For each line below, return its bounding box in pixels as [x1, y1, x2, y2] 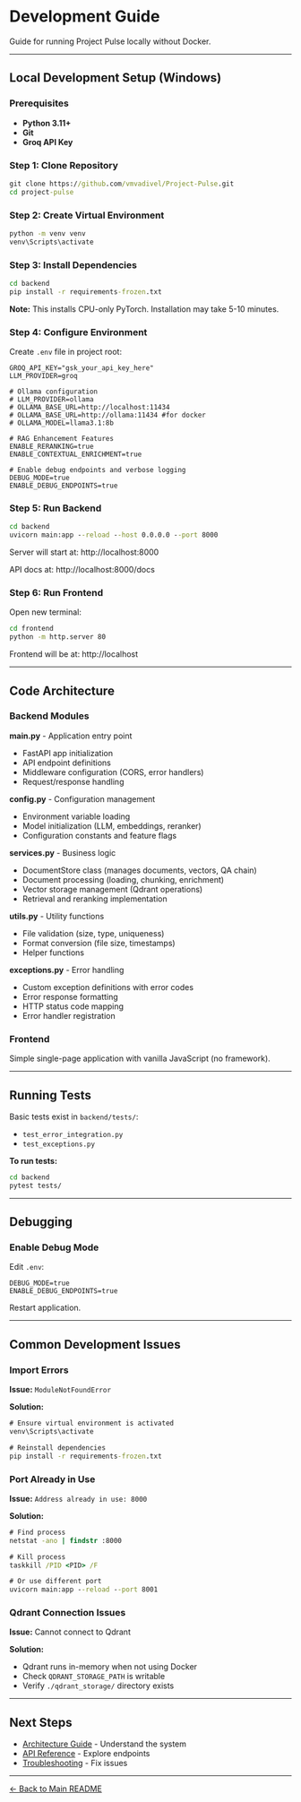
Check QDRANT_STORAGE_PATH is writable [21, 1671, 166, 1682]
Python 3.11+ [21, 117, 72, 128]
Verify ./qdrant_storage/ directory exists [21, 1680, 175, 1691]
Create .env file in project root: [9, 347, 123, 358]
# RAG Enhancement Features [9, 435, 115, 444]
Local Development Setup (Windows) [9, 70, 222, 86]
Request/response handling [21, 776, 125, 787]
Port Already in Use [9, 1472, 96, 1485]
